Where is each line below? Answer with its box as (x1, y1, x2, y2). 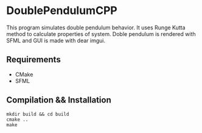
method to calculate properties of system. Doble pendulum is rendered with (6, 30, 196, 37)
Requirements (6, 54, 61, 65)
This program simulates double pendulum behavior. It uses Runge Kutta (6, 24, 186, 31)
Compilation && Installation (6, 95, 111, 106)
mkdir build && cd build (6, 111, 69, 117)
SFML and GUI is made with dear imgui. (6, 37, 105, 44)
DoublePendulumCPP (6, 4, 117, 18)
